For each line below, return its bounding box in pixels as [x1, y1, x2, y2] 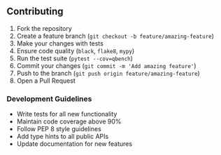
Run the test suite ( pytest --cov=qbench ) [16, 54, 134, 62]
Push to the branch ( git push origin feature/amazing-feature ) [16, 69, 200, 77]
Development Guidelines [6, 94, 92, 104]
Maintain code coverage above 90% [16, 117, 122, 126]
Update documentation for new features [16, 140, 133, 148]
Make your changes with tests [16, 39, 104, 48]
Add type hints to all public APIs [16, 133, 109, 141]
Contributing [6, 6, 64, 18]
